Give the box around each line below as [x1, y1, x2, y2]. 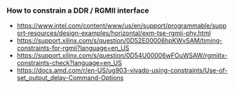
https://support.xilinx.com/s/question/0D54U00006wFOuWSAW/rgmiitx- [16, 51, 228, 60]
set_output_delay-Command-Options [16, 74, 124, 82]
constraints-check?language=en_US [16, 59, 122, 67]
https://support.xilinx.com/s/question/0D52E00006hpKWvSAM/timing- [16, 36, 222, 45]
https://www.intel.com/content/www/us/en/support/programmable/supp [16, 22, 227, 30]
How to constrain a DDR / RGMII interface [6, 6, 149, 15]
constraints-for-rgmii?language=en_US [16, 44, 130, 53]
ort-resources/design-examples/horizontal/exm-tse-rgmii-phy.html [16, 29, 211, 37]
